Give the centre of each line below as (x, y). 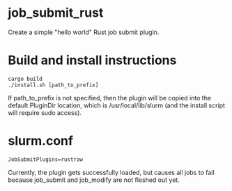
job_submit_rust (56, 13)
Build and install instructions (92, 60)
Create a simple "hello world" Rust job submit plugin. (84, 32)
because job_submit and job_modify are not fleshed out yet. (94, 180)
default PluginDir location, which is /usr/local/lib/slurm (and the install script (117, 105)
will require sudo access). (45, 112)
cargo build (25, 79)
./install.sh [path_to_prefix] (53, 85)
